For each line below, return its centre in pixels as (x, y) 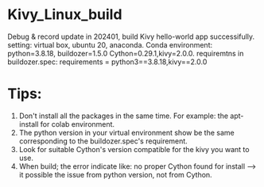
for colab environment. (78, 124)
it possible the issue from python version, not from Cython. (115, 174)
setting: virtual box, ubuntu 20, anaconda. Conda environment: (110, 44)
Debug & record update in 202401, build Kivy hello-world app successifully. (131, 36)
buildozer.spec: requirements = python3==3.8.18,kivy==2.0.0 (107, 62)
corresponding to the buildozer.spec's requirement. (103, 141)
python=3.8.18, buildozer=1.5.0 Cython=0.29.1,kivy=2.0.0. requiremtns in (126, 53)
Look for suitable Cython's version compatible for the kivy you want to (134, 149)
